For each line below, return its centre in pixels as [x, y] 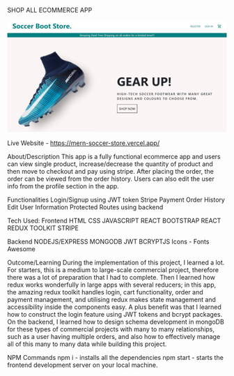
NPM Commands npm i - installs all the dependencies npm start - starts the [116, 357]
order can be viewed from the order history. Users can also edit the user [111, 179]
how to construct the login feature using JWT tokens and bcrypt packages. [115, 314]
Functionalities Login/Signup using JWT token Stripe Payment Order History [116, 200]
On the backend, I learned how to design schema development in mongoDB [116, 322]
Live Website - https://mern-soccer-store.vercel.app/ [84, 143]
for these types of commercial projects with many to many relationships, [111, 329]
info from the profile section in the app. [63, 186]
